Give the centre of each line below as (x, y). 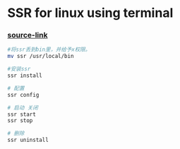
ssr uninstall (28, 140)
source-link (28, 35)
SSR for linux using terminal (90, 13)
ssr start (22, 114)
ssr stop (20, 121)
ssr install (25, 76)
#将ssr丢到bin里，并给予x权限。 (49, 50)
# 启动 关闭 (23, 107)
